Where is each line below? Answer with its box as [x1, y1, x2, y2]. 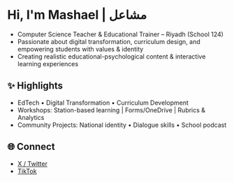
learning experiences [17, 59, 79, 68]
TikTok [17, 167, 37, 175]
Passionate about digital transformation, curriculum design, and [17, 37, 200, 45]
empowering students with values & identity [17, 45, 144, 53]
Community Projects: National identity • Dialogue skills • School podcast [17, 121, 227, 129]
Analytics [17, 113, 45, 121]
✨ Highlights [7, 80, 63, 92]
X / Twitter [17, 159, 47, 167]
